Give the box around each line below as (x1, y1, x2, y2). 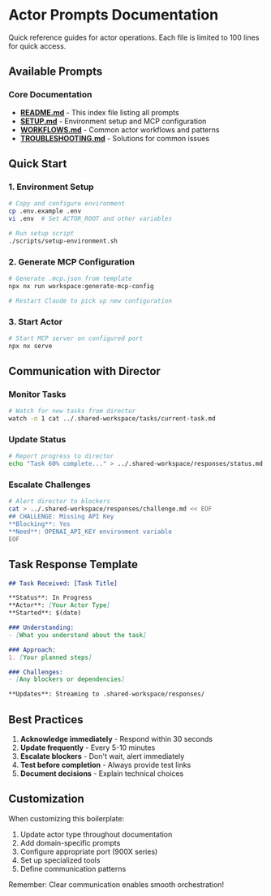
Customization (8, 792, 85, 806)
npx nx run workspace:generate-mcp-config (8, 282, 154, 290)
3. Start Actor (8, 316, 63, 327)
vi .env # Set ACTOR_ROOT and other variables (8, 215, 173, 223)
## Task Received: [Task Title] (8, 579, 118, 588)
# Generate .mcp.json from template (8, 274, 132, 282)
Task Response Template (8, 558, 138, 571)
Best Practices (8, 713, 84, 726)
